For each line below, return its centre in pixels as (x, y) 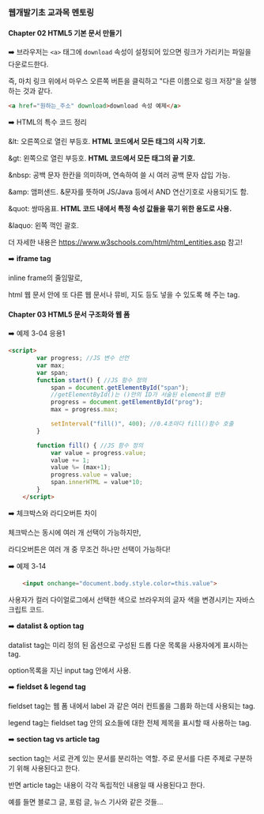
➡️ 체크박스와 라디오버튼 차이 (53, 513)
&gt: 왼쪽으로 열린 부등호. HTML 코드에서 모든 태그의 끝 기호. (102, 158)
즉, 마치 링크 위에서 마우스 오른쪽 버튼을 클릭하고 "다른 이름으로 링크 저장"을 (125, 81)
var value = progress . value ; (98, 452)
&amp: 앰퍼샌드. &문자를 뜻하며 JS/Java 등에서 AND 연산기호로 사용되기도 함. (128, 192)
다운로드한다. (28, 64)
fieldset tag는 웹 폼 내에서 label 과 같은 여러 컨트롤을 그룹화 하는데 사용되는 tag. (132, 706)
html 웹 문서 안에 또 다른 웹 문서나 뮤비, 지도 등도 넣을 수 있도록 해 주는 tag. (124, 295)
